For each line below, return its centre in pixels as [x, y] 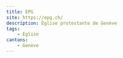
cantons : [17, 40]
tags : [13, 29]
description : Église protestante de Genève [62, 23]
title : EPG [20, 12]
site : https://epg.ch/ [35, 18]
